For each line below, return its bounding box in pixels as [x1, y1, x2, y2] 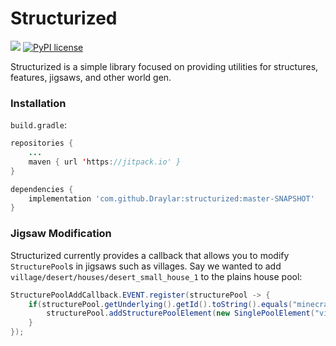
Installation [10, 96, 67, 110]
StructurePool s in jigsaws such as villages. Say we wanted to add [10, 260, 282, 272]
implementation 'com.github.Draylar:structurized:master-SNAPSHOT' [28, 193, 315, 204]
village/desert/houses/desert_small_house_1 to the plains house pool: [10, 270, 303, 282]
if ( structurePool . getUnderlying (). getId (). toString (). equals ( [28, 299, 293, 309]
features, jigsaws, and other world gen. [10, 71, 172, 83]
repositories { [10, 138, 74, 149]
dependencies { [10, 184, 74, 194]
